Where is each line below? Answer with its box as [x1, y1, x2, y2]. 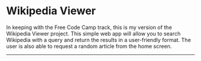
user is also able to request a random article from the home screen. [6, 43, 172, 50]
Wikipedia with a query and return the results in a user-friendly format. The [6, 36, 191, 43]
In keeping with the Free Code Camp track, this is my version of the [6, 24, 172, 31]
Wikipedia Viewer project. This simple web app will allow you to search [6, 30, 181, 37]
